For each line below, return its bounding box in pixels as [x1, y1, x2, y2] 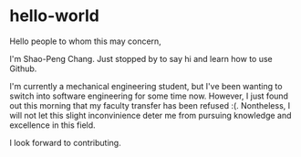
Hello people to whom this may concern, [9, 36, 161, 47]
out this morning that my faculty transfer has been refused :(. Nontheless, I [9, 99, 291, 110]
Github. [9, 63, 37, 74]
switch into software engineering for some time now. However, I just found [9, 90, 289, 101]
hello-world [9, 5, 100, 26]
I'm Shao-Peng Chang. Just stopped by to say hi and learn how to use [9, 53, 274, 64]
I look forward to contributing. [9, 137, 121, 148]
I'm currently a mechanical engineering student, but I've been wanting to [9, 80, 283, 91]
